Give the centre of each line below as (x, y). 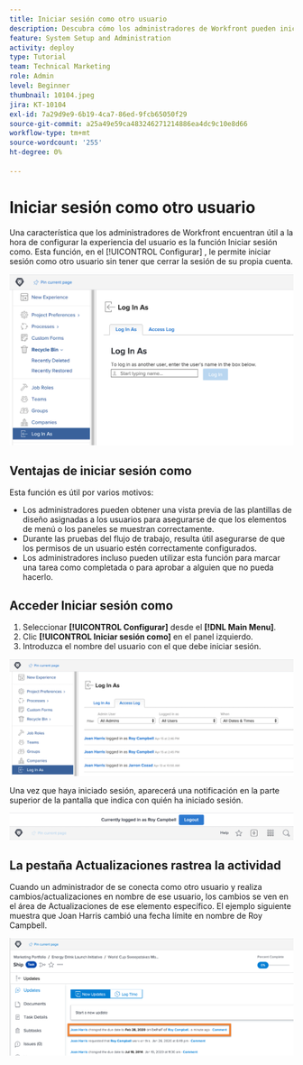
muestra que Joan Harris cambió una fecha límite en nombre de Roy (136, 916)
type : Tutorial (38, 57)
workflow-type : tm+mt (50, 133)
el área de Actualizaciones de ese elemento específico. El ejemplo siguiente (150, 906)
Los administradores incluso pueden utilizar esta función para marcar (151, 558)
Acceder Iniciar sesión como (92, 606)
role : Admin (32, 77)
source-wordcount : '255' (56, 143)
